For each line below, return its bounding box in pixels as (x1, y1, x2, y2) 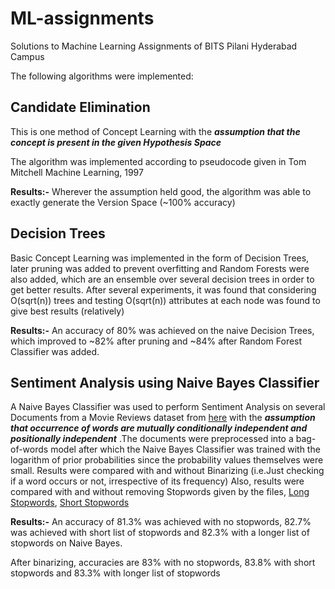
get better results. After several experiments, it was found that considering (10, 283, 317, 296)
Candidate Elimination (10, 99, 151, 116)
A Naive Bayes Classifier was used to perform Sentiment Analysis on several (10, 401, 326, 413)
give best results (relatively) (10, 305, 125, 317)
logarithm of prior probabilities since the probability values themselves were (10, 454, 324, 466)
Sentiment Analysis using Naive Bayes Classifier (10, 374, 320, 391)
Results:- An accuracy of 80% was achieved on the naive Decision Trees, (10, 324, 315, 336)
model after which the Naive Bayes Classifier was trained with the (50, 443, 321, 456)
